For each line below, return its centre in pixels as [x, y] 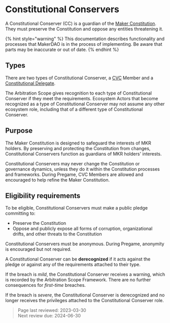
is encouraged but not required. [39, 249]
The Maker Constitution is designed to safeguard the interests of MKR [78, 143]
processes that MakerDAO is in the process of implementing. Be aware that [84, 44]
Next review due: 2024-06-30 [49, 316]
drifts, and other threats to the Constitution [57, 234]
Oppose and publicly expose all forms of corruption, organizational [82, 229]
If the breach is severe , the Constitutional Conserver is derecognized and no [85, 295]
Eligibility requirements [43, 196]
